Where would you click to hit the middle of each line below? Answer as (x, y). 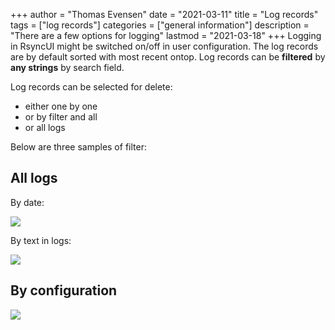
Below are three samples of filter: (78, 147)
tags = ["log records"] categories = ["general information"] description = (160, 25)
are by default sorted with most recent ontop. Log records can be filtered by (168, 57)
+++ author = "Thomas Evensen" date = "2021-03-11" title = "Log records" (164, 14)
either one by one (61, 106)
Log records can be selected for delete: (91, 87)
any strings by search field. (67, 67)
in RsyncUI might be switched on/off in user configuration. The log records (164, 46)
